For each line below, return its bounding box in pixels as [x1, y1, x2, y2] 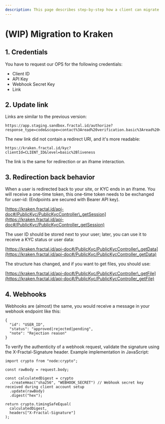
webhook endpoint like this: [5, 309, 61, 315]
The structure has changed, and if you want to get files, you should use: [5, 261, 151, 267]
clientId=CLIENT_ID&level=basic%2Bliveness [5, 150, 96, 155]
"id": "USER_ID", [9, 322, 45, 327]
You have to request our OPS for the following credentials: [5, 61, 123, 67]
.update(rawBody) [9, 389, 45, 394]
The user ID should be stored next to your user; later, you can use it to [5, 231, 147, 237]
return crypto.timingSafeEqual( [5, 402, 71, 407]
